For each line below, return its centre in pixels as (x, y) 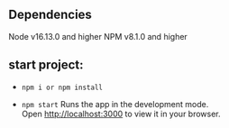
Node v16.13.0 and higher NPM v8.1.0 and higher (98, 36)
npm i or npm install (62, 87)
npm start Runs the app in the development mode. (115, 104)
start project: (46, 65)
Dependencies (50, 15)
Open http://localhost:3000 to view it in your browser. (121, 114)
